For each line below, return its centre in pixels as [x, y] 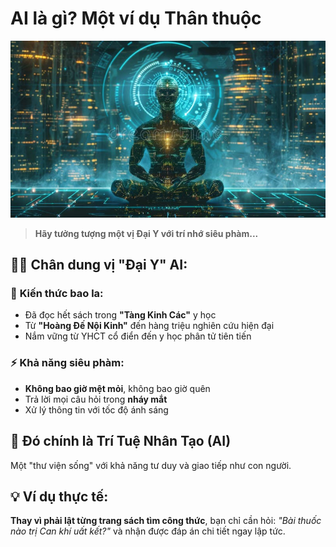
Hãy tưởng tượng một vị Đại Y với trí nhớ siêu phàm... [146, 233]
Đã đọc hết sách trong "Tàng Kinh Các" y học [120, 315]
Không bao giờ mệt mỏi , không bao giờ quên [117, 388]
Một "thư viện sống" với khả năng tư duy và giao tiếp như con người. [151, 465]
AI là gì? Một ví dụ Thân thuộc [136, 18]
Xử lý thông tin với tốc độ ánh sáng [96, 409]
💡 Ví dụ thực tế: [59, 496]
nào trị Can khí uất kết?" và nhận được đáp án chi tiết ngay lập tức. [148, 531]
